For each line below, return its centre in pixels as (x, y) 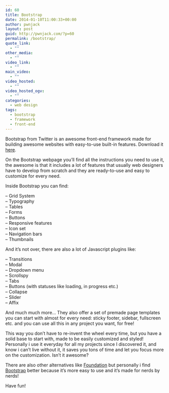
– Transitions (19, 259)
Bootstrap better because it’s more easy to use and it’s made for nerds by (83, 370)
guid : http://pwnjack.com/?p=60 (40, 34)
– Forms (14, 212)
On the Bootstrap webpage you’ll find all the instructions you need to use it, (85, 160)
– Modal (14, 265)
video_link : (18, 62)
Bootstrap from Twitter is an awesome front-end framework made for (78, 139)
